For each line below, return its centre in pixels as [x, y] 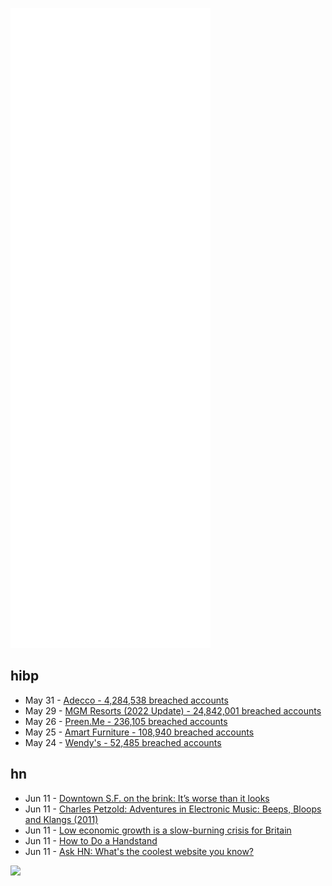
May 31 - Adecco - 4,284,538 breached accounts [126, 700]
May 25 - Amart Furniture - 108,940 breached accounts [139, 732]
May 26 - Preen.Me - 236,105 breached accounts [126, 721]
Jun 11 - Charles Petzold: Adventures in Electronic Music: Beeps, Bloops [173, 809]
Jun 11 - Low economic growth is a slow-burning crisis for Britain [158, 830]
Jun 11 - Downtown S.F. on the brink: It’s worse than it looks [147, 798]
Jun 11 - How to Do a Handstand [91, 840]
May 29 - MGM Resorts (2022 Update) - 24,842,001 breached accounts [173, 710]
